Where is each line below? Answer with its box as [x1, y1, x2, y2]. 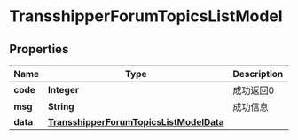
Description [232, 68, 284, 80]
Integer [47, 84, 80, 96]
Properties [9, 42, 69, 57]
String [47, 100, 74, 113]
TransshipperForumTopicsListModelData [47, 116, 224, 128]
